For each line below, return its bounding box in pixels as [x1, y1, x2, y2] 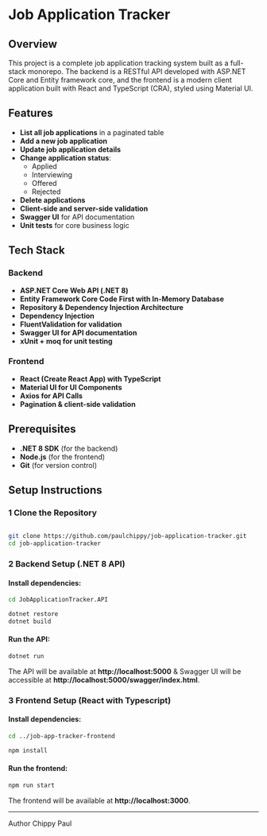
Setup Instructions [8, 483, 103, 497]
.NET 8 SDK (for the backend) [19, 443, 118, 453]
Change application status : [19, 153, 111, 162]
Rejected [31, 187, 61, 196]
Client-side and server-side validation [19, 203, 149, 213]
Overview [8, 37, 58, 51]
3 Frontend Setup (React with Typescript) [8, 695, 172, 706]
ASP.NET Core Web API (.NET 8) [19, 285, 129, 295]
